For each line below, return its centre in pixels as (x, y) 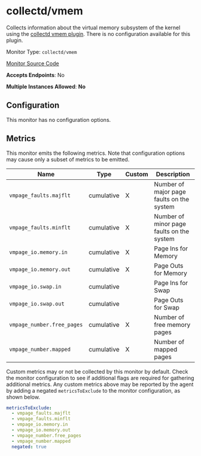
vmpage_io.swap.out (37, 304)
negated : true (29, 446)
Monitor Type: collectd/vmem (42, 51)
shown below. (23, 397)
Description (173, 174)
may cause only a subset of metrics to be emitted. (68, 159)
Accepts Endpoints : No (35, 75)
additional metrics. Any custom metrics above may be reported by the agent (100, 384)
